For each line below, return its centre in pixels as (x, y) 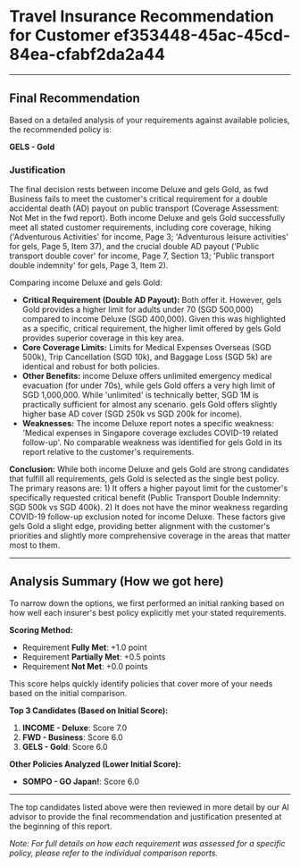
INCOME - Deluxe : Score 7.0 (75, 728)
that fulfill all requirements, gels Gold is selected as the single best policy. (144, 479)
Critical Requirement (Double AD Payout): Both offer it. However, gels (152, 300)
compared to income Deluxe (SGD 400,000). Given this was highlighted (154, 319)
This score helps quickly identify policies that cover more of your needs (141, 683)
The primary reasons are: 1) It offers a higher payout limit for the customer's (149, 488)
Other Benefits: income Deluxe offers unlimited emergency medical (147, 376)
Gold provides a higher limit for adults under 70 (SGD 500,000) (138, 309)
